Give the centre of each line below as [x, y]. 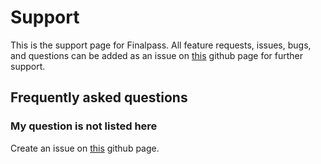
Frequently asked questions [99, 97]
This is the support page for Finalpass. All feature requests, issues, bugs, [161, 45]
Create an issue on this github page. [85, 148]
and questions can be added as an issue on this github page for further [157, 55]
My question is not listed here [84, 126]
